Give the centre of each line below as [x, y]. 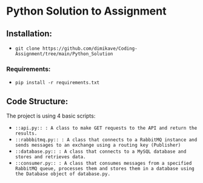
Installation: [29, 34]
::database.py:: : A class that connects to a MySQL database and [101, 152]
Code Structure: [37, 101]
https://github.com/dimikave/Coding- [90, 48]
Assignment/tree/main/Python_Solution [64, 54]
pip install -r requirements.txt [57, 83]
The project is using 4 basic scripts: [51, 116]
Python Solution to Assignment [86, 11]
